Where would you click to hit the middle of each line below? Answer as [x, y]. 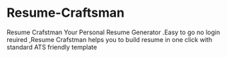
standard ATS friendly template [52, 47]
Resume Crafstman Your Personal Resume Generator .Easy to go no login [113, 32]
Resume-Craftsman [66, 13]
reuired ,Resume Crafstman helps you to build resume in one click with [110, 39]
